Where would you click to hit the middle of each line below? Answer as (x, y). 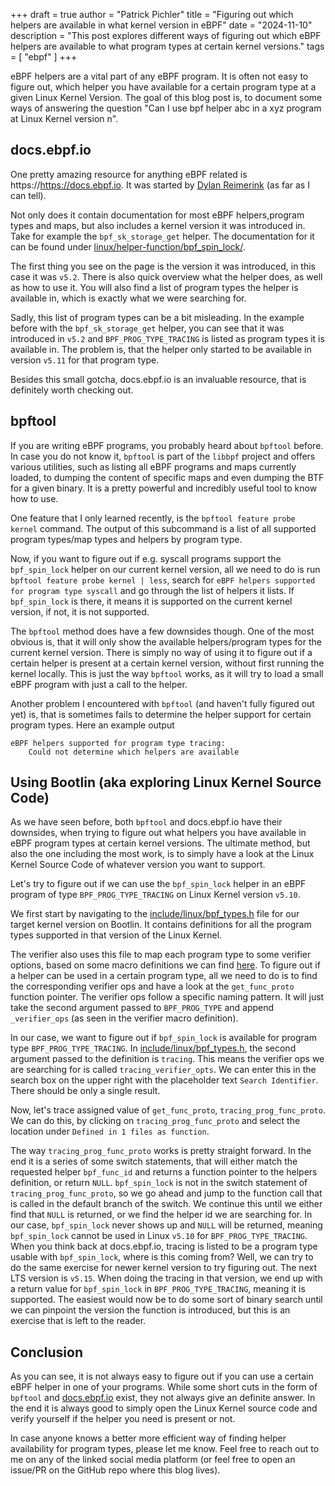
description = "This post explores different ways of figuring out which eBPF (166, 35)
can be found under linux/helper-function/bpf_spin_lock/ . (128, 246)
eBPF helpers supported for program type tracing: (118, 743)
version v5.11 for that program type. (85, 360)
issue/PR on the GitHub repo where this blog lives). (115, 1470)
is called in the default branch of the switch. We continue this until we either (166, 1204)
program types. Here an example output (92, 725)
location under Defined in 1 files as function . (110, 1131)
